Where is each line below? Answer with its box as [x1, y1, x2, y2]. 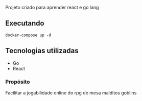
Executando [5, 19, 44, 28]
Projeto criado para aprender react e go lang [5, 5, 99, 10]
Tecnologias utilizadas [5, 46, 79, 55]
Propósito [5, 78, 30, 85]
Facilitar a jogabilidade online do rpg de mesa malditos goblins [5, 89, 137, 96]
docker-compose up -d [5, 33, 52, 38]
